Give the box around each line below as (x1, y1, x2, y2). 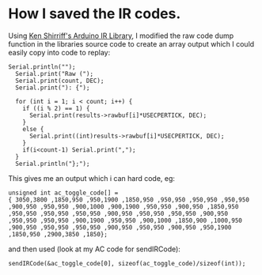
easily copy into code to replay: (8, 47, 111, 57)
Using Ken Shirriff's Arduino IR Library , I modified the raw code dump (8, 31, 234, 40)
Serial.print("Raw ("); (15, 70, 93, 77)
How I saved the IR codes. (8, 5, 181, 23)
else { (22, 125, 44, 133)
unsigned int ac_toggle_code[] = (8, 189, 119, 197)
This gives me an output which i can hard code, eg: (8, 173, 176, 183)
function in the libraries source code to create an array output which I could (8, 39, 255, 48)
